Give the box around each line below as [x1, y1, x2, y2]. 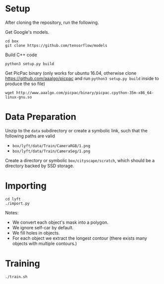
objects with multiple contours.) [12, 240, 77, 246]
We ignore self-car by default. [12, 224, 74, 230]
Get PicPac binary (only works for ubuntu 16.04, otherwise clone [5, 70, 137, 76]
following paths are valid [5, 133, 55, 139]
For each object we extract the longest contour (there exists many [12, 235, 147, 241]
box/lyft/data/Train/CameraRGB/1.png [12, 143, 91, 148]
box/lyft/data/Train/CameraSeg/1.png [12, 149, 91, 154]
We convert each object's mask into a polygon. [12, 219, 109, 225]
